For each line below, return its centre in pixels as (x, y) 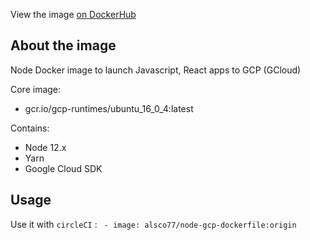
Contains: (30, 128)
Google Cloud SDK (63, 168)
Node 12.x (45, 147)
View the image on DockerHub (73, 14)
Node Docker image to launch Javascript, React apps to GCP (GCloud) (156, 70)
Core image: (36, 89)
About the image (63, 45)
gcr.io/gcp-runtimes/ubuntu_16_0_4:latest (109, 108)
